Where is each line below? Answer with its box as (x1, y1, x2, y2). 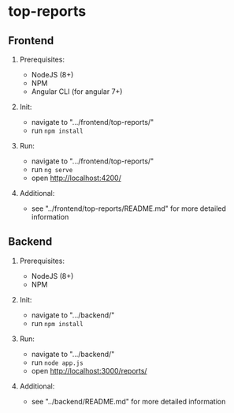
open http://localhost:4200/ (31, 173, 122, 182)
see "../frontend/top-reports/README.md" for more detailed (31, 204, 226, 213)
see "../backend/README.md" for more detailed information (31, 396, 226, 406)
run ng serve (31, 165, 73, 174)
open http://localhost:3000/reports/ (31, 366, 147, 375)
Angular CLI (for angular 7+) (31, 87, 123, 96)
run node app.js (31, 358, 84, 367)
